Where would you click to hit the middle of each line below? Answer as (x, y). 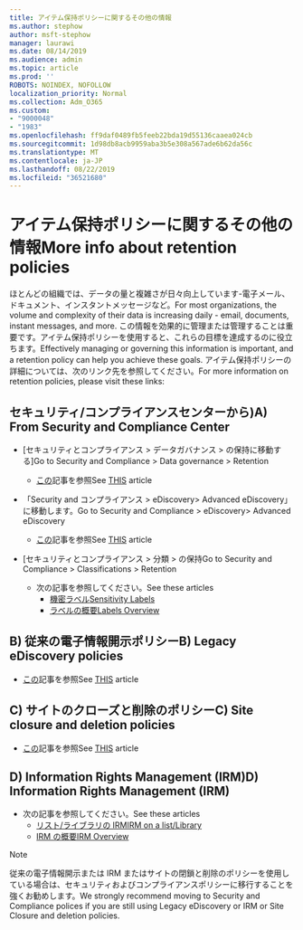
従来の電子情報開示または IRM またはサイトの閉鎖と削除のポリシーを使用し (150, 873)
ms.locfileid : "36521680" (58, 177)
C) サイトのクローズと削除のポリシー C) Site (132, 711)
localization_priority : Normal (68, 93)
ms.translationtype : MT (54, 152)
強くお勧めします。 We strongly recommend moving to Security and (135, 896)
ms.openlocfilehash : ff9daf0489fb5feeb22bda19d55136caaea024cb (131, 136)
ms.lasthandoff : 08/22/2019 (62, 169)
